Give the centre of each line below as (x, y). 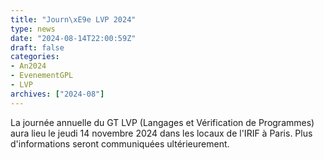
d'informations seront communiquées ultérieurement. (120, 143)
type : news (33, 29)
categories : (35, 57)
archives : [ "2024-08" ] (57, 94)
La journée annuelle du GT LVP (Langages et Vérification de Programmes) (162, 122)
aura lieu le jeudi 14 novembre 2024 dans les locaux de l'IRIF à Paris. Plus (161, 133)
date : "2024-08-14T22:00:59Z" (73, 38)
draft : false (37, 47)
